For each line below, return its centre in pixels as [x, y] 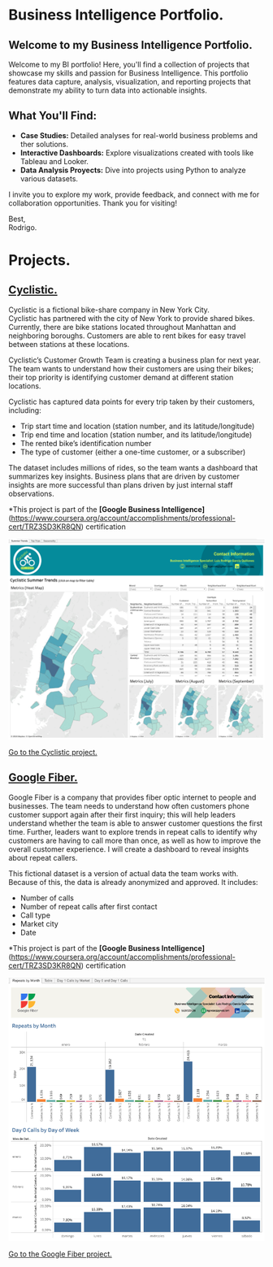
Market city [39, 923]
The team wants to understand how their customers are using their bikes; [131, 368]
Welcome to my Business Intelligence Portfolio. [131, 45]
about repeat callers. [43, 857]
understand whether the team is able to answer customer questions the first [135, 823]
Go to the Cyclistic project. [53, 753]
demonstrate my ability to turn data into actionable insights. [108, 90]
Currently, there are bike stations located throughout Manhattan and [122, 327]
